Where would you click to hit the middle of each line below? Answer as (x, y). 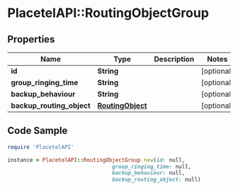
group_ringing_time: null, (152, 167)
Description (174, 59)
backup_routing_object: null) (157, 180)
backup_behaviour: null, (149, 173)
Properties (31, 39)
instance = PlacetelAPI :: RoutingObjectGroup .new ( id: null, (96, 160)
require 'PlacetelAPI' (41, 147)
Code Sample (38, 131)
